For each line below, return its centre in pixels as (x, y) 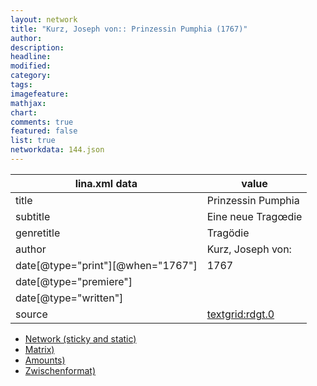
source (31, 314)
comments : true (42, 122)
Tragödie (228, 233)
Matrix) (39, 349)
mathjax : (28, 103)
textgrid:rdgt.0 (240, 314)
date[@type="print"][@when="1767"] (106, 265)
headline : (31, 57)
